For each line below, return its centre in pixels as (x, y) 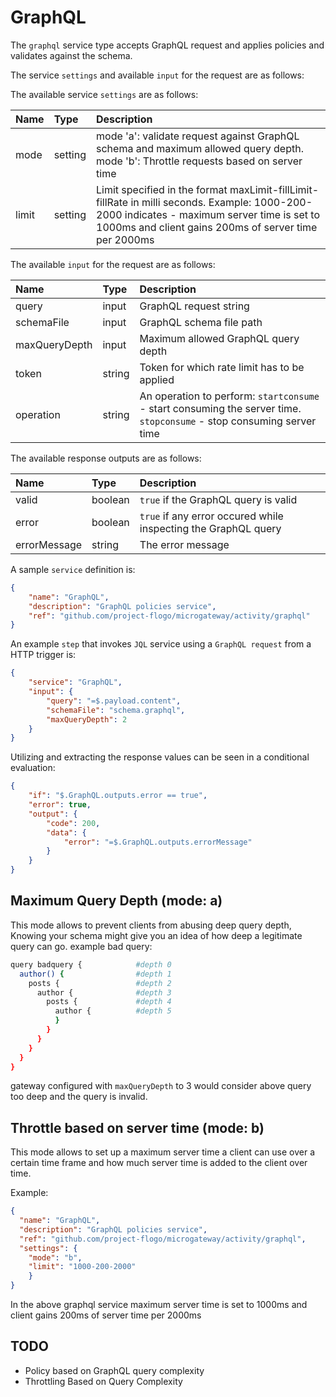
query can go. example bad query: (81, 946)
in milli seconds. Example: (191, 202)
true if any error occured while (211, 516)
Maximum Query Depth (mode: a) (116, 901)
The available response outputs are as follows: (106, 458)
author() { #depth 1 (95, 974)
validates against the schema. (71, 55)
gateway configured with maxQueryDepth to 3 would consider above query (161, 1086)
